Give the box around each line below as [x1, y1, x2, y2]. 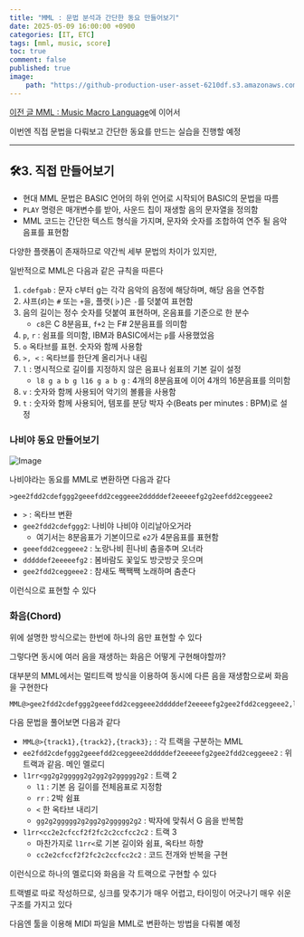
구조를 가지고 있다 [9, 899, 72, 910]
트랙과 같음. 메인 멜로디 [22, 759, 106, 770]
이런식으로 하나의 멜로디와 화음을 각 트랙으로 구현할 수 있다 [9, 868, 217, 879]
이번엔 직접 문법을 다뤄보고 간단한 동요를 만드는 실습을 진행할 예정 [9, 126, 242, 137]
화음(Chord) [9, 609, 62, 622]
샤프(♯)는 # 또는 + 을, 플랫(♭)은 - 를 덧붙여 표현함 [22, 296, 194, 307]
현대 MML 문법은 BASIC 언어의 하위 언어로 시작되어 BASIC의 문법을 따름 [22, 193, 280, 204]
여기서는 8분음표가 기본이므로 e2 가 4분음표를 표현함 [35, 531, 219, 542]
